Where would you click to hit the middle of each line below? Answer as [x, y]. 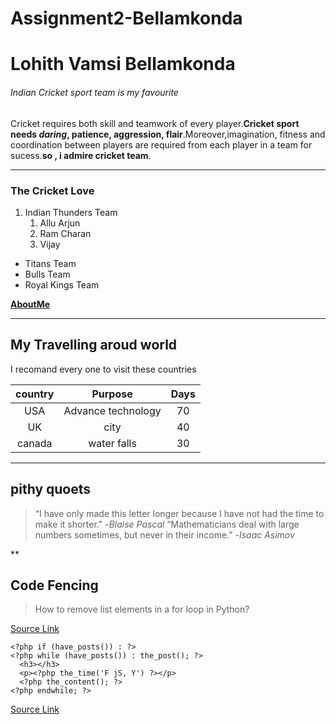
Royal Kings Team [62, 284]
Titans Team [50, 263]
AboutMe [30, 304]
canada [34, 443]
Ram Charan [65, 233]
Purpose [112, 394]
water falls [112, 443]
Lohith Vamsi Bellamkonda [123, 64]
